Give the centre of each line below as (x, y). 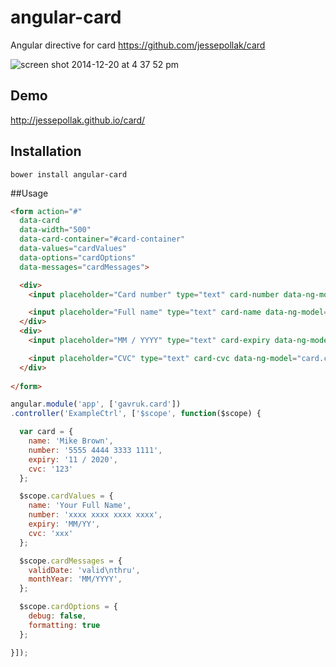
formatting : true (64, 625)
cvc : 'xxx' (51, 533)
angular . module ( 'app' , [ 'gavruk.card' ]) (96, 404)
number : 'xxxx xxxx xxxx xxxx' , (95, 515)
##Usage (29, 193)
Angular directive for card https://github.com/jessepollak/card (138, 45)
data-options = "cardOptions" (78, 257)
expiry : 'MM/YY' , (64, 524)
